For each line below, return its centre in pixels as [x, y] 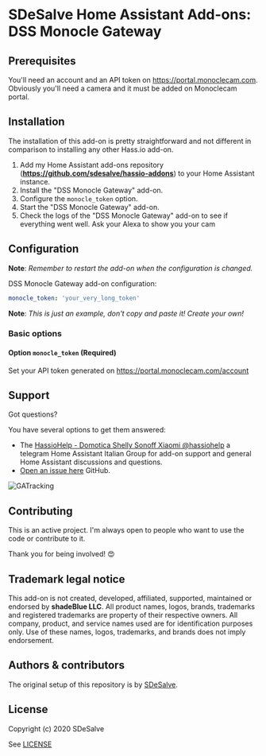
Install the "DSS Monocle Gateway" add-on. [91, 190]
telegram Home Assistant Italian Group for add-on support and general [135, 454]
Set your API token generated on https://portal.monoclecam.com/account [129, 370]
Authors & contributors [67, 665]
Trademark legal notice [67, 579]
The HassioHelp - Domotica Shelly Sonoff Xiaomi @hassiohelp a [125, 445]
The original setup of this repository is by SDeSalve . [93, 684]
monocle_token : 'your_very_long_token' [74, 298]
